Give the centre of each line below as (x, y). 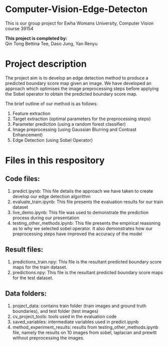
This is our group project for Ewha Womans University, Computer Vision (79, 23)
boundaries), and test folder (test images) (55, 311)
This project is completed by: (36, 38)
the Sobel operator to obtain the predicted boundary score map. (71, 94)
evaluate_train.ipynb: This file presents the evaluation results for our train (88, 202)
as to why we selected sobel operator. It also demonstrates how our (82, 228)
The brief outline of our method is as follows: (51, 104)
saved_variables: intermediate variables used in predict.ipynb (75, 322)
